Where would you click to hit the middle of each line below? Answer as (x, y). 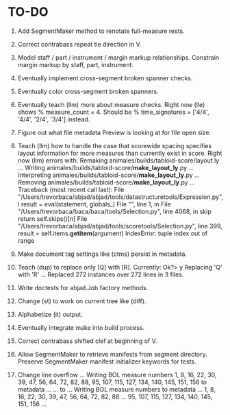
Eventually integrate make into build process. (81, 327)
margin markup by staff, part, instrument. (76, 64)
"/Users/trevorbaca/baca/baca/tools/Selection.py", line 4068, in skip (114, 211)
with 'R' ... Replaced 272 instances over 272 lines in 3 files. (101, 274)
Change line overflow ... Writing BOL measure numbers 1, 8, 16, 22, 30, (117, 375)
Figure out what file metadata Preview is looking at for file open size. (114, 132)
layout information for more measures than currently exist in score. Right (120, 153)
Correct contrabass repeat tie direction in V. (79, 44)
